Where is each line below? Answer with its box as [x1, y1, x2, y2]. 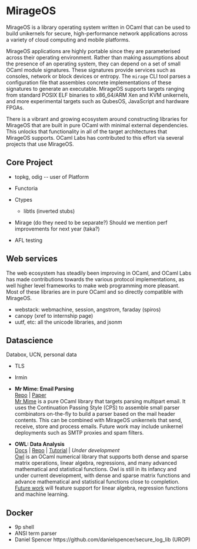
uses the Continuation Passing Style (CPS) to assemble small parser [14, 404, 180, 411]
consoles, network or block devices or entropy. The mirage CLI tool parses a [6, 73, 191, 80]
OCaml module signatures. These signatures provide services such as [6, 66, 176, 73]
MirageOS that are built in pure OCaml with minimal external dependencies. [6, 121, 189, 129]
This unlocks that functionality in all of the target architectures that [6, 128, 168, 135]
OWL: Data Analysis [14, 440, 65, 448]
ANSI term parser [14, 530, 57, 537]
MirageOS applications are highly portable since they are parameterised [6, 47, 181, 54]
